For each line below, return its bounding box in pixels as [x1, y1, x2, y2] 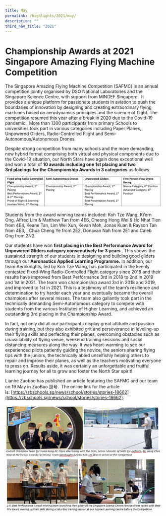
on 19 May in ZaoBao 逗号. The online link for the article [5, 383, 120, 389]
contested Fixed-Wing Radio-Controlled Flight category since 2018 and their [5, 269, 161, 275]
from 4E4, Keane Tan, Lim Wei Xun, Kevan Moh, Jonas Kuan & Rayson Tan [5, 222, 157, 228]
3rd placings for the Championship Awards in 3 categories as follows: [5, 167, 151, 173]
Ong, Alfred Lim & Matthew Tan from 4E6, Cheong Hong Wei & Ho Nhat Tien [5, 217, 161, 223]
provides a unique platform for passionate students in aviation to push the [5, 99, 156, 105]
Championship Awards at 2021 [5, 46, 134, 57]
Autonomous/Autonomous [5, 136, 59, 142]
